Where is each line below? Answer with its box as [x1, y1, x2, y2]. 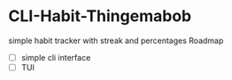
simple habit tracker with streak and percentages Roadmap [8, 35, 224, 46]
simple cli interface [20, 52, 91, 62]
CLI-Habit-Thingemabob [8, 6, 192, 26]
